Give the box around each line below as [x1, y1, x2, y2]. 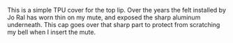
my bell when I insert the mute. [7, 28, 96, 36]
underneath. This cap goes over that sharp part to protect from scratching [7, 21, 220, 28]
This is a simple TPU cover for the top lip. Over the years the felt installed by [7, 6, 227, 14]
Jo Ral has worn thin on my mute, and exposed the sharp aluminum [7, 13, 201, 21]
